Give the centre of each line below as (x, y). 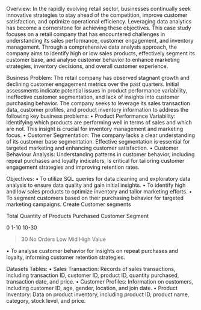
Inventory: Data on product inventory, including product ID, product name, (98, 294)
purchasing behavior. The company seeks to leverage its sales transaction (98, 103)
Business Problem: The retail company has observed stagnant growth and (98, 78)
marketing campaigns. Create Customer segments (69, 204)
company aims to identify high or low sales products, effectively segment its (101, 53)
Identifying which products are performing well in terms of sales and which (99, 122)
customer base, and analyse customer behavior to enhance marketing (93, 60)
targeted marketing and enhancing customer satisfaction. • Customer (92, 148)
